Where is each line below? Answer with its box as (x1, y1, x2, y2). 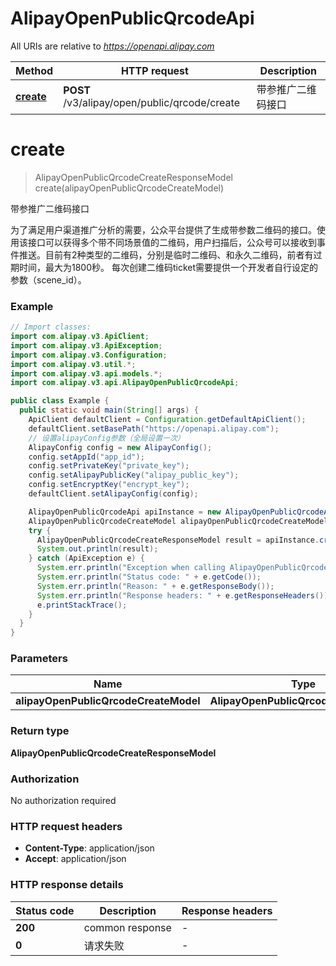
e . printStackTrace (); (36, 600, 128, 610)
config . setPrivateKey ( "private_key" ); (28, 461, 190, 471)
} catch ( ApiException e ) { (28, 553, 145, 564)
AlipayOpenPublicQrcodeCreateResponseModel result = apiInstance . (36, 535, 320, 545)
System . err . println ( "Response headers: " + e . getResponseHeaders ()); (36, 590, 333, 601)
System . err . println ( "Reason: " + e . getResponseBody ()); (36, 581, 275, 591)
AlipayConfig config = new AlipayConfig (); (28, 442, 213, 452)
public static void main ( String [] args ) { (19, 405, 199, 416)
